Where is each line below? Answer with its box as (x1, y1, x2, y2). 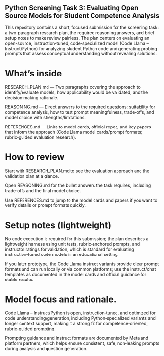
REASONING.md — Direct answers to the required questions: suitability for (5, 104, 156, 110)
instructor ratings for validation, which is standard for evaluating (5, 246, 134, 252)
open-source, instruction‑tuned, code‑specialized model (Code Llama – (5, 40, 149, 46)
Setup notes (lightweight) (5, 219, 112, 230)
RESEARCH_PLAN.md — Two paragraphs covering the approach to (5, 84, 141, 90)
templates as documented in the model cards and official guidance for (5, 271, 147, 277)
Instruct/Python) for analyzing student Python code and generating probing (5, 45, 158, 51)
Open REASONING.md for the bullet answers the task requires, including (5, 182, 151, 188)
